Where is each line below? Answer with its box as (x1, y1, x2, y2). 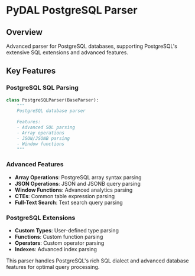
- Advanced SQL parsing (17, 124, 76, 130)
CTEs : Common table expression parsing (14, 192, 115, 199)
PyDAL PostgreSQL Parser (6, 4, 138, 17)
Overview (6, 27, 43, 37)
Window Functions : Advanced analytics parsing (14, 186, 133, 193)
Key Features (6, 66, 56, 76)
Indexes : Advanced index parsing (14, 246, 97, 253)
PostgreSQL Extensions (6, 213, 76, 222)
